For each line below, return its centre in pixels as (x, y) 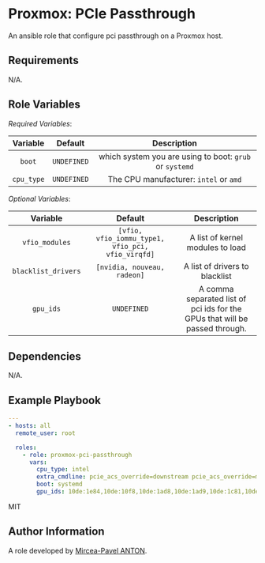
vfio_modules (47, 242)
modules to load (216, 247)
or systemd (175, 166)
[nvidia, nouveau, (131, 267)
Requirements (43, 60)
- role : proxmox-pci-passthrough (77, 455)
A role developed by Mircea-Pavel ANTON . (78, 550)
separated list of (216, 299)
